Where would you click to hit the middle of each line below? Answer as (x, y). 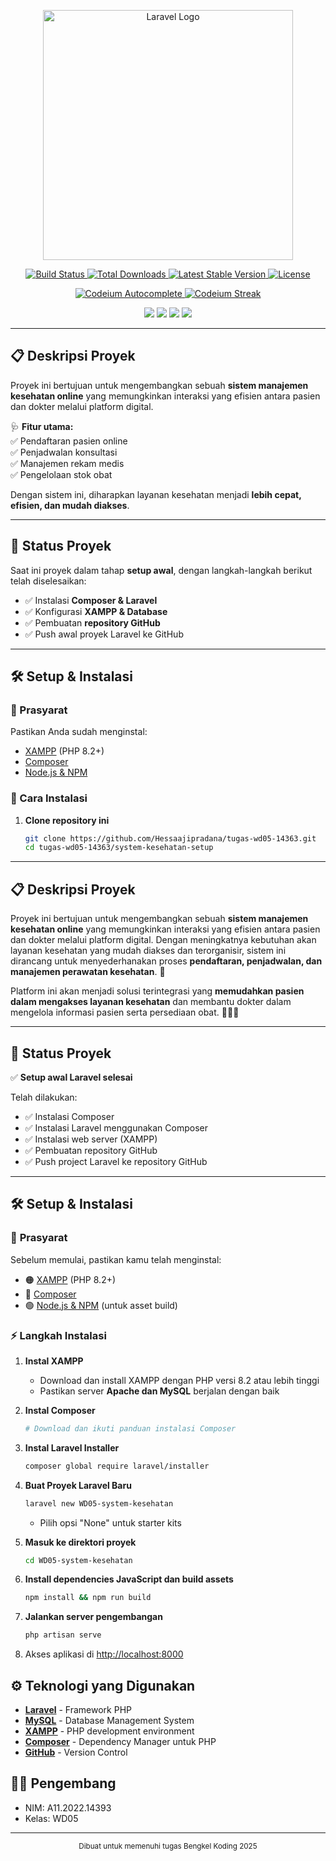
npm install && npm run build (88, 1598)
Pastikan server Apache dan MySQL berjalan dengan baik (159, 1391)
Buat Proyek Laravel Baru (78, 1485)
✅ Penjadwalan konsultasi (64, 452)
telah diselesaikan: (48, 581)
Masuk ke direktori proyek (80, 1542)
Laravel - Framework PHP (78, 1710)
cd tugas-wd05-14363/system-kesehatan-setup (119, 848)
